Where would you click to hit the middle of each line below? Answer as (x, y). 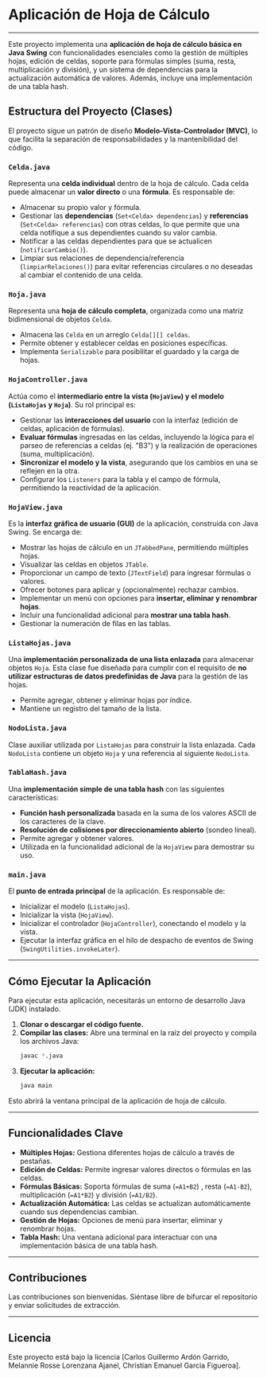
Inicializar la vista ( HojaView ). (66, 915)
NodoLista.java (38, 728)
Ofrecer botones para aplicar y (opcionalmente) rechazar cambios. (129, 590)
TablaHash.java (38, 773)
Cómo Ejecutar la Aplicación (80, 981)
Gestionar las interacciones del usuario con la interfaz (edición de (129, 420)
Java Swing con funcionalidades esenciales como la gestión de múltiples (128, 53)
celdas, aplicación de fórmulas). (72, 428)
